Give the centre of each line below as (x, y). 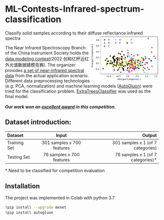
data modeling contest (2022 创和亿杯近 (45, 59)
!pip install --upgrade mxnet (36, 208)
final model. (17, 96)
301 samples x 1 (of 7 (134, 143)
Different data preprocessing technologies (48, 81)
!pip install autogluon (29, 212)
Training (15, 143)
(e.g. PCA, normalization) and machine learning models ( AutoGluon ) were (79, 86)
